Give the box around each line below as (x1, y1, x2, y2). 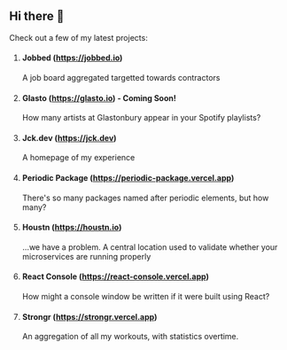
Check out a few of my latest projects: (9, 32, 148, 43)
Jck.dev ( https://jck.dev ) (21, 132, 117, 143)
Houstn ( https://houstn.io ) (21, 222, 122, 233)
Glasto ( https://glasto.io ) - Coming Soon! (21, 92, 177, 103)
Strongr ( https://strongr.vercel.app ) (21, 311, 158, 322)
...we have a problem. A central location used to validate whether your (21, 241, 278, 253)
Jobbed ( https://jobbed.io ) (21, 52, 123, 63)
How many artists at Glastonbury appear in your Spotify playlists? (21, 113, 261, 123)
